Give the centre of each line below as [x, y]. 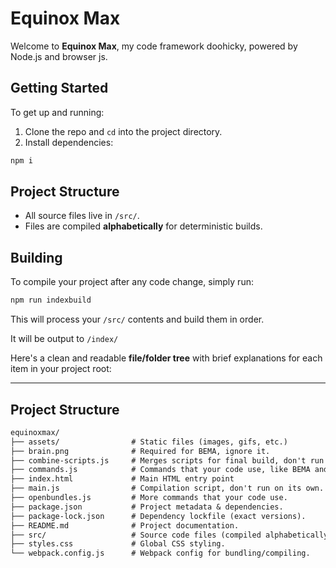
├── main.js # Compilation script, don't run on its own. [167, 488]
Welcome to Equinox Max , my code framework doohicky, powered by [154, 46]
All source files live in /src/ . [82, 216]
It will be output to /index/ [64, 339]
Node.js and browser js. [59, 56]
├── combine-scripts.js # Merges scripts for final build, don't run [167, 460]
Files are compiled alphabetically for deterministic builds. [143, 226]
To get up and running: [57, 112]
